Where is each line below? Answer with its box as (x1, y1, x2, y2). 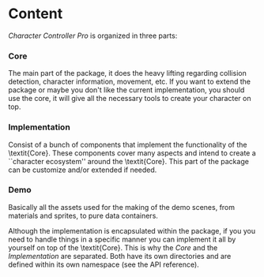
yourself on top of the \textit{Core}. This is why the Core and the (8, 242, 218, 253)
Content (8, 5, 63, 23)
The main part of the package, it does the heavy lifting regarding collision (8, 69, 247, 78)
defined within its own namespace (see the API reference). (8, 260, 199, 269)
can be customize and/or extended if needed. (8, 165, 157, 174)
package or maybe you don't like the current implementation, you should (8, 85, 245, 95)
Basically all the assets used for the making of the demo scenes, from (8, 202, 236, 211)
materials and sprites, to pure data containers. (8, 211, 158, 220)
